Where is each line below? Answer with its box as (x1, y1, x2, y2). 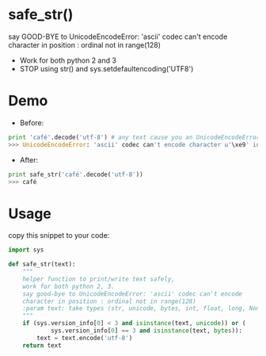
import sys (8, 246, 44, 255)
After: (19, 155, 39, 164)
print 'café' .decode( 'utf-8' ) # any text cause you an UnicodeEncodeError (8, 133, 260, 141)
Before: (19, 117, 44, 128)
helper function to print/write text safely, (22, 275, 176, 283)
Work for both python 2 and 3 (19, 56, 117, 65)
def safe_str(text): (8, 260, 77, 269)
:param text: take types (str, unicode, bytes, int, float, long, (22, 304, 246, 312)
